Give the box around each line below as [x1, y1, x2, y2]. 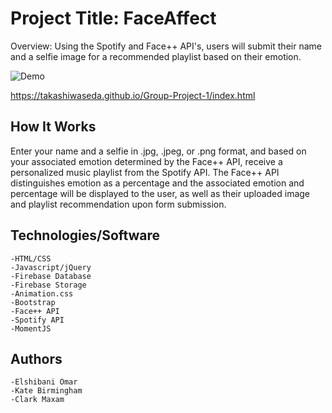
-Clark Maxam [10, 395, 65, 405]
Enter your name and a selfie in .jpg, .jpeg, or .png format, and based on [10, 145, 307, 157]
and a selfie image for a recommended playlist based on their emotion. [10, 50, 302, 62]
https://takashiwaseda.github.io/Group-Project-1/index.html [10, 89, 256, 101]
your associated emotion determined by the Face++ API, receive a [10, 155, 283, 167]
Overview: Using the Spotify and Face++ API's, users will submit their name [10, 40, 322, 52]
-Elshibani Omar [10, 377, 78, 387]
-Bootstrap [10, 297, 56, 307]
